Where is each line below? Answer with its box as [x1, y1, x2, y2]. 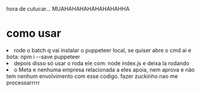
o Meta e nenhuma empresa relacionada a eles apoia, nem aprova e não [14, 66, 195, 73]
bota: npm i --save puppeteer [6, 53, 80, 60]
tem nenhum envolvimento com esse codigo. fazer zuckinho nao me [6, 73, 178, 80]
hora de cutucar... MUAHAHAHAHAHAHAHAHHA [6, 5, 130, 12]
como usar [6, 27, 62, 40]
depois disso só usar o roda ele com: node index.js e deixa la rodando [14, 59, 190, 66]
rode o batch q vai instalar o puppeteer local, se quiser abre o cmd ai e [14, 46, 192, 54]
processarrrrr [6, 79, 41, 86]
